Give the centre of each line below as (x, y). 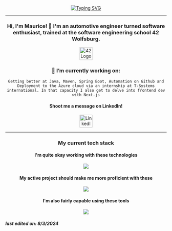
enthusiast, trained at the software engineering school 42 (86, 32)
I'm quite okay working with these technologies (86, 155)
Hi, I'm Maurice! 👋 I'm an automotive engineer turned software (86, 26)
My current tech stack (86, 143)
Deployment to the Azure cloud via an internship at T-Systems (86, 86)
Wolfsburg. (86, 39)
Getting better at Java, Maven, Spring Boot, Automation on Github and (86, 81)
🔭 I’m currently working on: (86, 71)
